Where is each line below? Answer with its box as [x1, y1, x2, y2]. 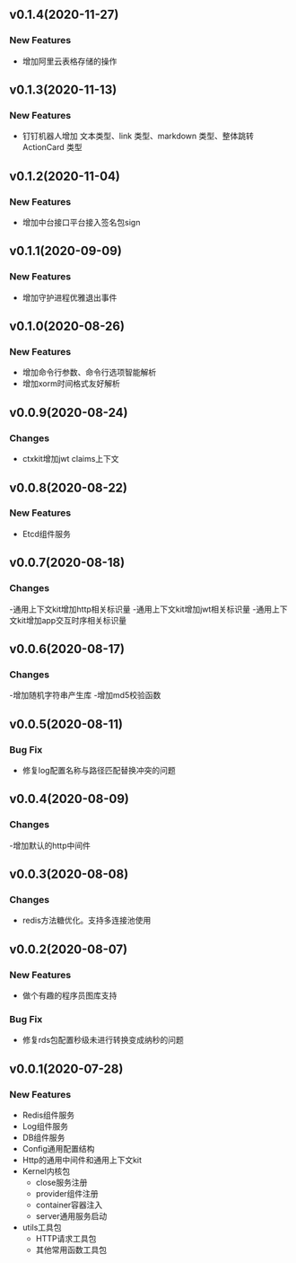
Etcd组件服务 [22, 528, 72, 539]
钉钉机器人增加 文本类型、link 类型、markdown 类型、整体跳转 [22, 130, 254, 142]
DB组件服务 [22, 1132, 65, 1143]
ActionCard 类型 [22, 142, 83, 153]
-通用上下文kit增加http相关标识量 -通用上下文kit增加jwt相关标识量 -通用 [9, 604, 272, 614]
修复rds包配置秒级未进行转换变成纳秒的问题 [22, 1035, 184, 1046]
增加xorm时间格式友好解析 [22, 378, 121, 389]
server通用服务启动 [35, 1210, 108, 1221]
